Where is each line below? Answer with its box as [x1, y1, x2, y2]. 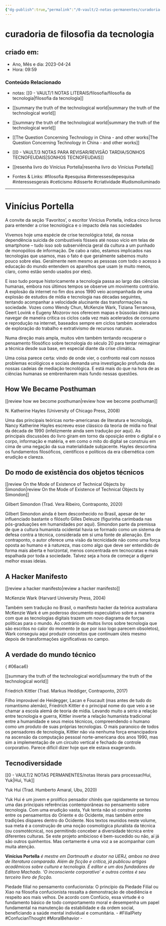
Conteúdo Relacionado [5, 78, 61, 85]
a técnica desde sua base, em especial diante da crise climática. [5, 345, 136, 351]
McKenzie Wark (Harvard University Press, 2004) [5, 595, 106, 601]
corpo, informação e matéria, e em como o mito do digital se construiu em [5, 438, 156, 444]
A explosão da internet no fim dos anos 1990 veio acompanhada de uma [5, 288, 152, 294]
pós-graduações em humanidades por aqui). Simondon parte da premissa [5, 521, 156, 527]
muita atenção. [5, 844, 36, 849]
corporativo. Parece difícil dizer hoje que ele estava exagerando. [5, 745, 137, 751]
